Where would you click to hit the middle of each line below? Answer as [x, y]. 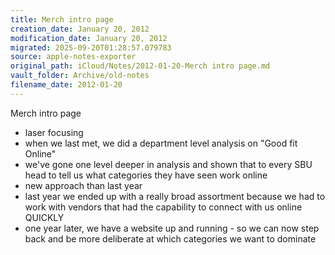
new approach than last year [83, 185]
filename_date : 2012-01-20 [66, 85]
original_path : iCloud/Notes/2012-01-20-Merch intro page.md [140, 66]
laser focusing [54, 132]
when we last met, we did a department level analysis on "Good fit [161, 143]
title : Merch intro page [62, 19]
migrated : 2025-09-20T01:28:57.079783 [91, 47]
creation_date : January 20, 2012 [80, 29]
